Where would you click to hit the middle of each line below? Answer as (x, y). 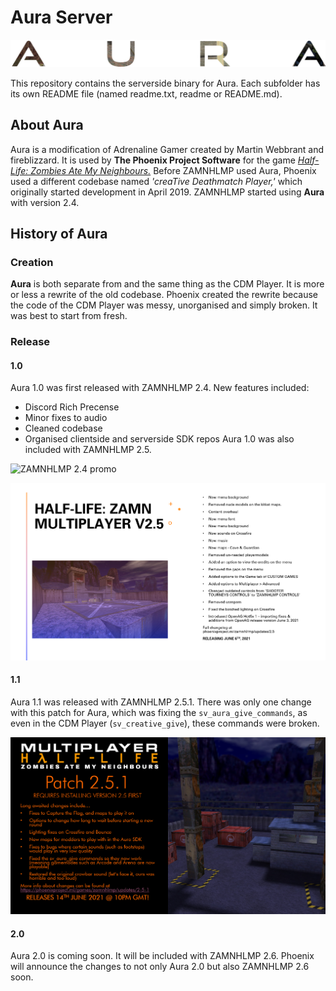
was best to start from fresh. (69, 316)
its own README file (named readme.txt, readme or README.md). (146, 93)
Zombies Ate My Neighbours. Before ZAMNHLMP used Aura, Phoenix (173, 170)
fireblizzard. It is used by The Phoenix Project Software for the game (153, 160)
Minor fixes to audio (66, 418)
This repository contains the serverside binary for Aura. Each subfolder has (165, 83)
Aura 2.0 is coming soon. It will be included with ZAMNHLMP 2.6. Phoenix (162, 956)
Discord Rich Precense (72, 407)
